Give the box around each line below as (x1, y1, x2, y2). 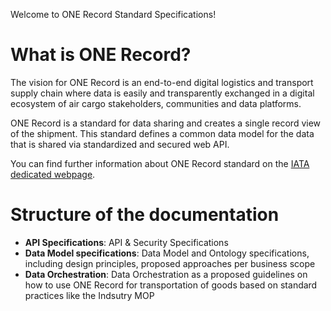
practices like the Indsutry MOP (24, 289, 155, 301)
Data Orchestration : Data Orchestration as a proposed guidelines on (24, 268, 308, 280)
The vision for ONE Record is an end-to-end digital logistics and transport (10, 76, 314, 88)
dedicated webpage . (10, 168, 96, 180)
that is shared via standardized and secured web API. (10, 138, 230, 150)
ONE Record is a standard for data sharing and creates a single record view (10, 117, 322, 129)
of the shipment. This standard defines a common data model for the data (10, 127, 315, 139)
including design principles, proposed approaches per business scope (24, 257, 316, 269)
